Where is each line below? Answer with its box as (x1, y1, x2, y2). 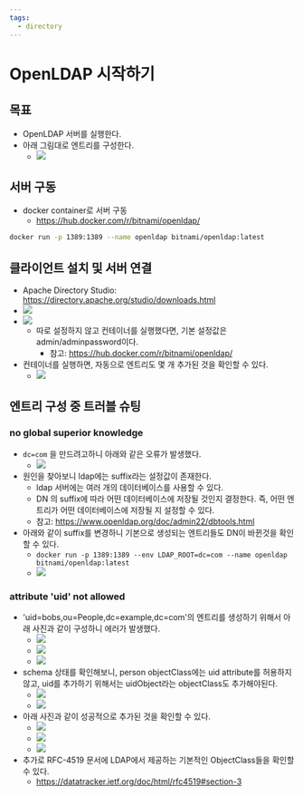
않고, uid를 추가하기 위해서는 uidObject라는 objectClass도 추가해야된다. (22, 677, 279, 689)
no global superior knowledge (9, 427, 144, 440)
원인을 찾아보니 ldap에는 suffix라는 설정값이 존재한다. (22, 471, 213, 481)
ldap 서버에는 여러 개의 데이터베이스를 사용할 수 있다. (35, 481, 224, 492)
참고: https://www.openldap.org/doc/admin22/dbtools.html (35, 516, 255, 527)
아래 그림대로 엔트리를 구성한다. (22, 140, 134, 150)
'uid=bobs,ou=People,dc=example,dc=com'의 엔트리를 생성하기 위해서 (22, 611, 282, 622)
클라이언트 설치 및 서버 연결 (9, 260, 152, 276)
